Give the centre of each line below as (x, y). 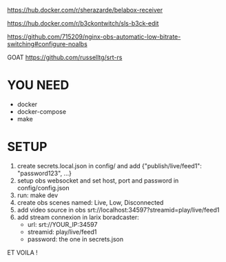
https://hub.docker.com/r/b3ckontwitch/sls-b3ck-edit (83, 23)
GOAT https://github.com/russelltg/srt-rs (65, 57)
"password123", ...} (44, 173)
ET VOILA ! (22, 252)
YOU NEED (38, 85)
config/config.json (43, 188)
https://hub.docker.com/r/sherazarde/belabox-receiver (85, 10)
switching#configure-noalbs (47, 44)
